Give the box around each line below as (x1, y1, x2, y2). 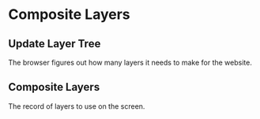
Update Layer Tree (8, 37, 101, 50)
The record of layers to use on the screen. (8, 101, 145, 111)
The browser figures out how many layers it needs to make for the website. (8, 58, 253, 67)
